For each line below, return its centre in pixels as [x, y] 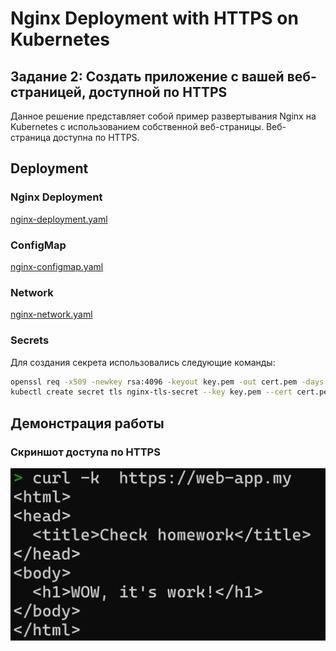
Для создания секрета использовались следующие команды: [143, 362]
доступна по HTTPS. [96, 137]
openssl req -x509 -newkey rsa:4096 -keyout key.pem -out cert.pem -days [167, 382]
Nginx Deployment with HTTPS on [154, 18]
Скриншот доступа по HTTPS [85, 452]
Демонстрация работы [87, 423]
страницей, [48, 92]
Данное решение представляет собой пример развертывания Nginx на [163, 116]
